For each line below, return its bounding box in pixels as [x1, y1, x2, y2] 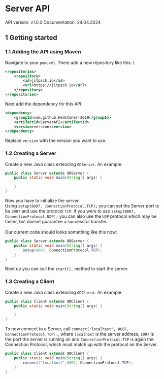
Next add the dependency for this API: [5, 101, 83, 106]
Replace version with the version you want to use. [5, 138, 107, 143]
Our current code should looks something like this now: [5, 229, 117, 235]
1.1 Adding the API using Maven [5, 48, 81, 55]
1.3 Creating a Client [5, 278, 55, 285]
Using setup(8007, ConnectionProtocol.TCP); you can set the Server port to [5, 203, 160, 209]
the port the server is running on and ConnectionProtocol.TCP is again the [5, 336, 154, 343]
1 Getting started [5, 34, 58, 42]
